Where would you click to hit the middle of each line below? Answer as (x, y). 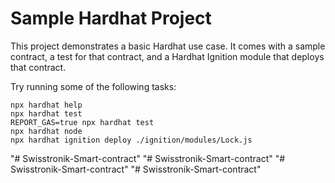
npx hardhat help (46, 105)
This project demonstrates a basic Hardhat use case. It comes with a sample (168, 46)
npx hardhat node (46, 131)
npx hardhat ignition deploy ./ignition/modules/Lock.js (131, 140)
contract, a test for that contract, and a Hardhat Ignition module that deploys (167, 56)
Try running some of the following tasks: (93, 86)
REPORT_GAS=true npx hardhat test (82, 122)
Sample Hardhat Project (111, 18)
